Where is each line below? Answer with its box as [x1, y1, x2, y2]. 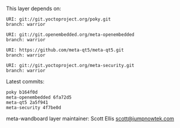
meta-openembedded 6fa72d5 [6, 95, 72, 100]
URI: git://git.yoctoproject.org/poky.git [6, 16, 111, 22]
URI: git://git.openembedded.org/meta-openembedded [6, 32, 134, 38]
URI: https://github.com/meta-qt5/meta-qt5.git [6, 47, 124, 53]
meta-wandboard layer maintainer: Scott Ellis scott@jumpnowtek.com [6, 115, 174, 122]
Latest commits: [6, 78, 45, 85]
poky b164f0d [6, 89, 38, 95]
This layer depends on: [6, 5, 61, 12]
